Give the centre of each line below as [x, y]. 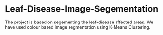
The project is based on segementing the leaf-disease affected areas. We [79, 22]
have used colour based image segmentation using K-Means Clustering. [78, 27]
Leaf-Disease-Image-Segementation [82, 9]
